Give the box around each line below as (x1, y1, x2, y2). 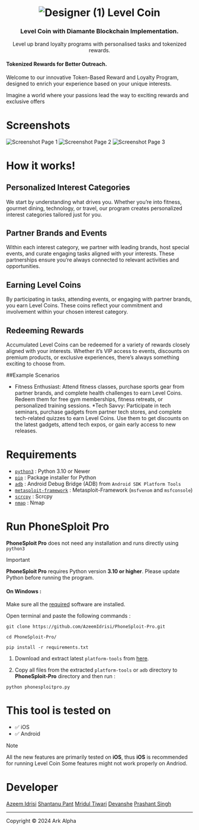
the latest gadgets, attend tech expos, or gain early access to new (14, 421, 176, 428)
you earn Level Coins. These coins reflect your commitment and (6, 302, 163, 309)
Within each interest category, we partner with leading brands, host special (6, 244, 190, 251)
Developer (6, 781, 58, 794)
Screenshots (6, 119, 70, 132)
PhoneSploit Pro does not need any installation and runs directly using (6, 539, 179, 546)
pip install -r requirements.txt (6, 644, 89, 651)
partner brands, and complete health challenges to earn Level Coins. (14, 389, 182, 397)
